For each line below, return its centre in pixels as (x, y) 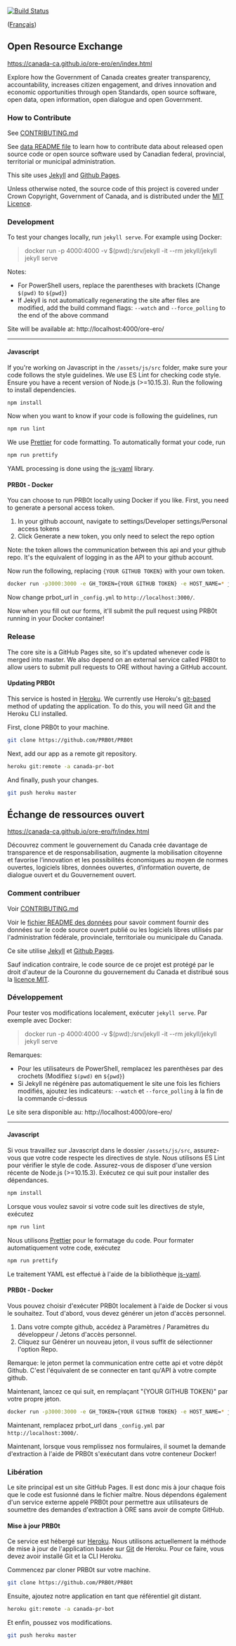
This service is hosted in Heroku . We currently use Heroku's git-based (109, 699)
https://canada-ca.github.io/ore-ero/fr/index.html (78, 831)
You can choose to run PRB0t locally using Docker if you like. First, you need (118, 500)
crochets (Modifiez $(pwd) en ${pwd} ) (71, 1076)
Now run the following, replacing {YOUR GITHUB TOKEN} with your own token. (116, 571)
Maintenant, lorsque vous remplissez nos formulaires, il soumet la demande (117, 1446)
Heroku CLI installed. (38, 713)
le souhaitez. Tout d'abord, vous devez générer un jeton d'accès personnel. (117, 1313)
